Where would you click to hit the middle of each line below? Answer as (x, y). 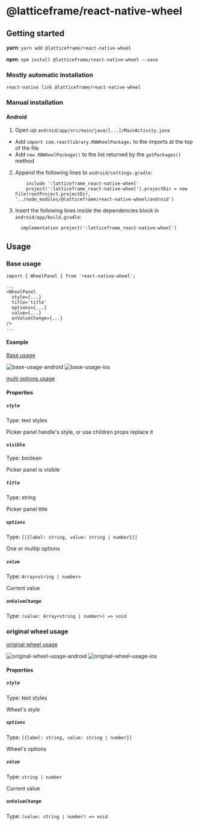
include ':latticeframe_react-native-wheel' (83, 184)
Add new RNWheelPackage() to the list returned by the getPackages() (98, 155)
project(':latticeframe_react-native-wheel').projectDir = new (107, 189)
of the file (27, 148)
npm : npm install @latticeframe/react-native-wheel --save (82, 59)
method (25, 161)
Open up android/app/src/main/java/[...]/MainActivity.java (92, 130)
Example (17, 342)
